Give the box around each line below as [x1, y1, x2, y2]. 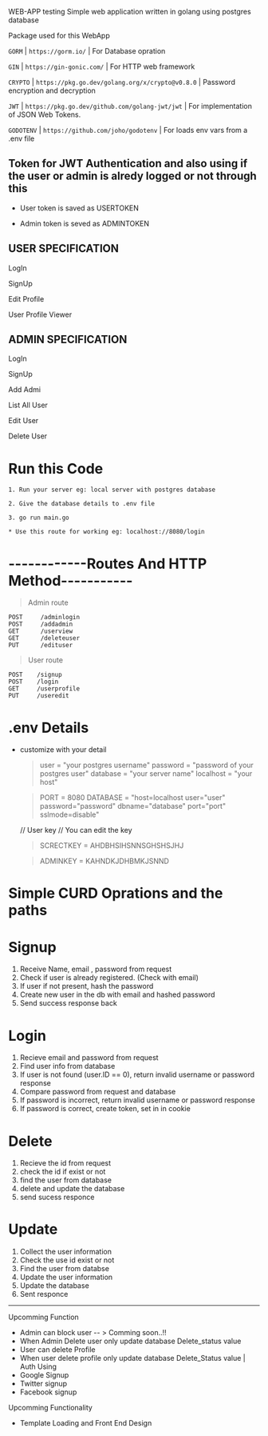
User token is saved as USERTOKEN [19, 203, 140, 213]
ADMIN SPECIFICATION [8, 333, 128, 346]
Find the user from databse [19, 1264, 110, 1274]
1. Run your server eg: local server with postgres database [8, 486, 216, 494]
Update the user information [19, 1272, 113, 1282]
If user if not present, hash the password [19, 982, 154, 991]
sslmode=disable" [39, 810, 100, 819]
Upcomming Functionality [8, 1403, 93, 1413]
